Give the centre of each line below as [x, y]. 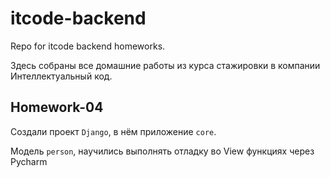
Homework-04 [57, 107]
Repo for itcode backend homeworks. [88, 46]
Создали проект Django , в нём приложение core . [113, 131]
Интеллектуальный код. [61, 76]
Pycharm [29, 161]
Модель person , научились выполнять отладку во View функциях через [162, 151]
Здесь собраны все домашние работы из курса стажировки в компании [165, 65]
